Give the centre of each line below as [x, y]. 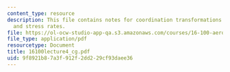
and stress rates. [40, 26]
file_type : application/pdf [47, 39]
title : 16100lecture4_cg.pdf [49, 52]
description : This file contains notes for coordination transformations [115, 20]
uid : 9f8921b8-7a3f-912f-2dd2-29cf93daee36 [70, 58]
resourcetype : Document [41, 45]
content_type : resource [41, 13]
